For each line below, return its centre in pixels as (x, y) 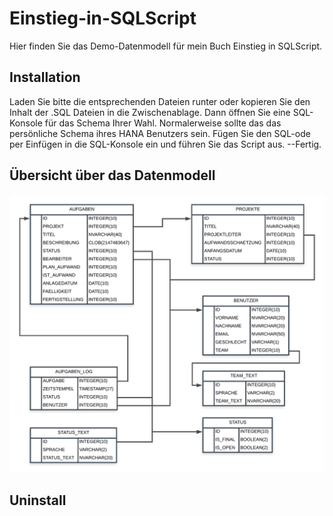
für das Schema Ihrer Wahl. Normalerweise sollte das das (163, 123)
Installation (45, 77)
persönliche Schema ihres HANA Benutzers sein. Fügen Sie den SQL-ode (160, 133)
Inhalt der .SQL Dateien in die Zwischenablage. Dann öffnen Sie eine (150, 112)
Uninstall (38, 500)
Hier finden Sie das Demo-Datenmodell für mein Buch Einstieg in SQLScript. (166, 46)
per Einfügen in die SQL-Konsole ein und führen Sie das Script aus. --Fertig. (165, 144)
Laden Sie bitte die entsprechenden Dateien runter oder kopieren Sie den (160, 101)
